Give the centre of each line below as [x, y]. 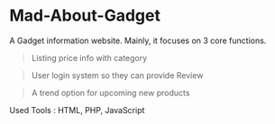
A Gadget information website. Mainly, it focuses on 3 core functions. [138, 40]
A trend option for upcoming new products [110, 93]
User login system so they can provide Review [117, 75]
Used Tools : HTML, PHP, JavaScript [77, 110]
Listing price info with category [89, 58]
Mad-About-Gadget [85, 16]
